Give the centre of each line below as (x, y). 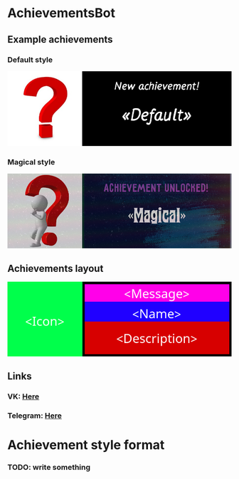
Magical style (31, 162)
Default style (30, 60)
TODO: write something (49, 468)
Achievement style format (86, 445)
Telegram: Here (35, 416)
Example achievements (60, 40)
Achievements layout (55, 268)
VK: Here (23, 396)
